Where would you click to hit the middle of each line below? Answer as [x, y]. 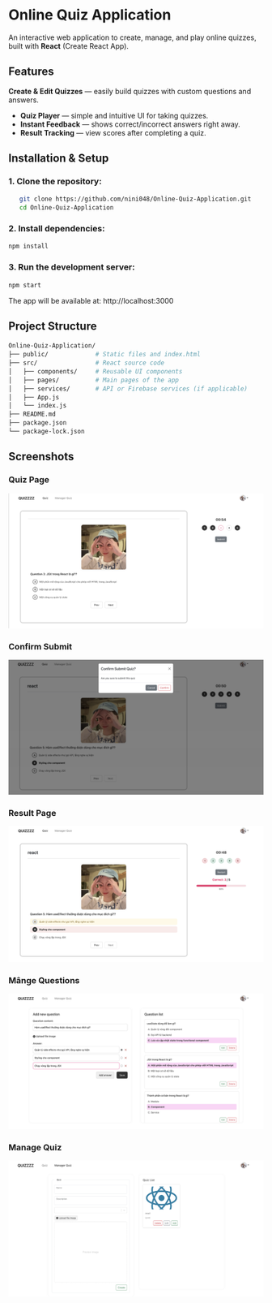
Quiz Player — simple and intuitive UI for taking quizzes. [114, 115]
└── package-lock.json [47, 432]
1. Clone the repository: [55, 182]
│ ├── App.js [34, 397]
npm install [28, 246]
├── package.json [38, 423]
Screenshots [41, 457]
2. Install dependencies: [57, 229]
